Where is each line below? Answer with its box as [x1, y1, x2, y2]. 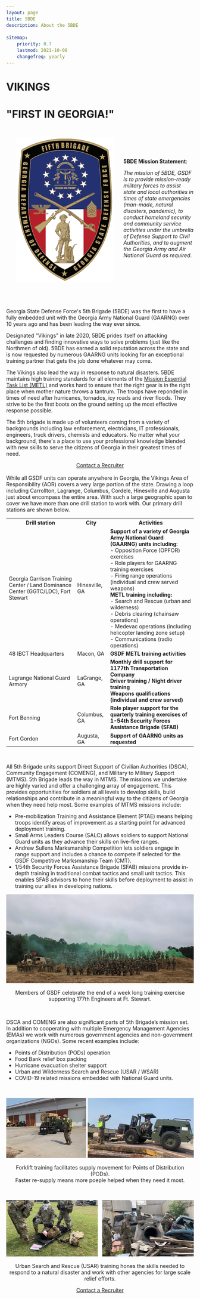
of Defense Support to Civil [123, 233, 190, 240]
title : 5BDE [6, 16, 36, 22]
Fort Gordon [8, 735, 39, 742]
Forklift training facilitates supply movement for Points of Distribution [15, 1164, 185, 1171]
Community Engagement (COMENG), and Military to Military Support [6, 770, 174, 777]
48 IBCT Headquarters [8, 650, 64, 657]
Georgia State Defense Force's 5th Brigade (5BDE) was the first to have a [6, 307, 186, 314]
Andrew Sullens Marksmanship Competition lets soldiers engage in [14, 844, 180, 851]
